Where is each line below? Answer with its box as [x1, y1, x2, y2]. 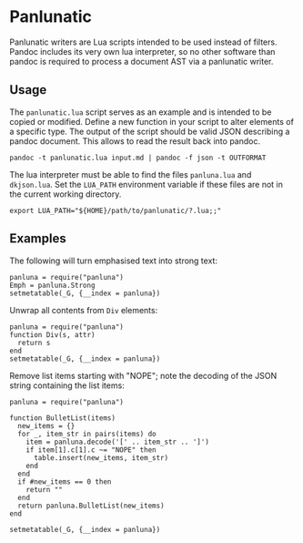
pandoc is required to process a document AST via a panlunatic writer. [9, 56, 274, 67]
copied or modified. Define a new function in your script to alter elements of [9, 116, 294, 127]
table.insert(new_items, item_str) [33, 453, 169, 462]
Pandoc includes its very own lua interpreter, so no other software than [9, 46, 276, 56]
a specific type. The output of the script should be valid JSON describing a [9, 126, 290, 137]
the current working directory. [9, 189, 122, 200]
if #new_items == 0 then [17, 476, 112, 487]
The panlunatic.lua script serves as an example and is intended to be [9, 107, 272, 118]
